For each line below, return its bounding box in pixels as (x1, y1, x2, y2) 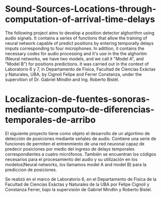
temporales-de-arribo (5, 115, 96, 125)
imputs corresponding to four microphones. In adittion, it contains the (5, 45, 145, 51)
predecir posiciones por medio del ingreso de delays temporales (5, 146, 135, 152)
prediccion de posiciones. (5, 167, 57, 173)
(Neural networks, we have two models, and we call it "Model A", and (5, 56, 144, 61)
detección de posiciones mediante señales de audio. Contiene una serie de (5, 136, 156, 141)
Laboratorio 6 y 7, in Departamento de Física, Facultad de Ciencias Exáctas (5, 66, 156, 72)
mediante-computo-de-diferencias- (5, 104, 155, 115)
